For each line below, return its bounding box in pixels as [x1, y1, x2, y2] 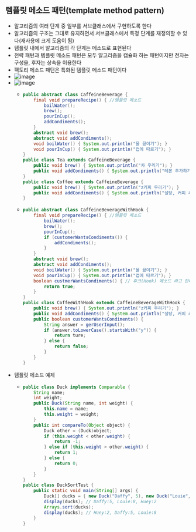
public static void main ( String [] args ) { [33, 488, 139, 494]
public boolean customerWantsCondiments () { [33, 316, 144, 322]
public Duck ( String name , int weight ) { [33, 400, 133, 406]
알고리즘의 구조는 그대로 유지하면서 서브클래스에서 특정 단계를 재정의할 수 [13, 29, 182, 36]
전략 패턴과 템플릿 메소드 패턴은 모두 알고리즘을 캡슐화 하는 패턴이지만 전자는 [13, 52, 190, 59]
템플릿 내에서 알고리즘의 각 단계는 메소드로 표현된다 [13, 44, 132, 51]
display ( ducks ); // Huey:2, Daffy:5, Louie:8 [43, 510, 157, 516]
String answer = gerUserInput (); [43, 322, 125, 328]
